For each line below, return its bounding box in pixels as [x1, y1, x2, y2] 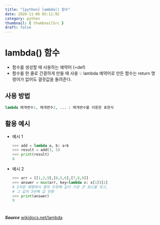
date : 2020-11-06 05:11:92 [5, 12, 60, 16]
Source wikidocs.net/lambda [5, 214, 63, 220]
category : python [5, 16, 40, 21]
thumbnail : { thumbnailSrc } [5, 20, 64, 26]
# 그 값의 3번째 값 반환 [12, 189, 54, 194]
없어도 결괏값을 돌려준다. [25, 76, 72, 82]
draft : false [5, 25, 32, 30]
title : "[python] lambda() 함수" [5, 7, 71, 12]
